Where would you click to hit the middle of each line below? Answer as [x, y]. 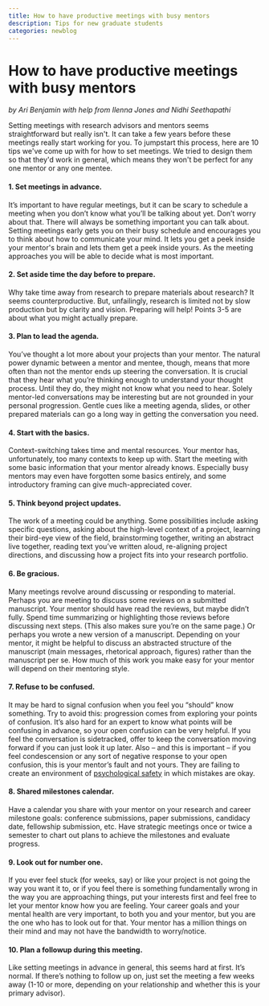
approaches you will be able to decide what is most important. [111, 256]
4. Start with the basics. [49, 432]
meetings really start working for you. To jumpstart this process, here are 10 [134, 142]
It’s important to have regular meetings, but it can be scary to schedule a [128, 204]
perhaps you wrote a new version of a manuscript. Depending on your [124, 634]
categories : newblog [43, 31]
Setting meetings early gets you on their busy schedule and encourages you [134, 230]
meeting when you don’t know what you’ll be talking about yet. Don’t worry [132, 213]
